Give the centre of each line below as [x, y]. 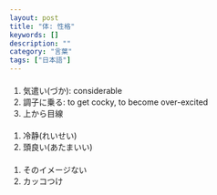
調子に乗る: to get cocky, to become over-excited [115, 102]
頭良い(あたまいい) [57, 148]
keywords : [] [34, 35]
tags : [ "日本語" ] [40, 60]
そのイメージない [55, 169]
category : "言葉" [41, 52]
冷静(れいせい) [50, 136]
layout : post [34, 18]
